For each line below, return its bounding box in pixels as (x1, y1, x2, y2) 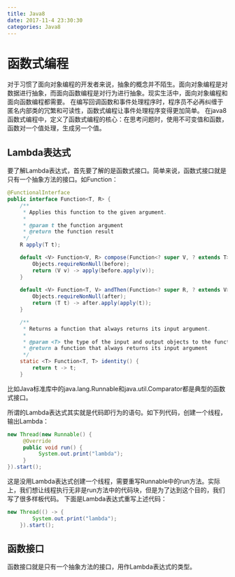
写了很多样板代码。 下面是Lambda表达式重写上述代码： (7, 495, 167, 503)
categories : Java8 (7, 23, 61, 30)
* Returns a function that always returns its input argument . (22, 325, 211, 332)
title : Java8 (7, 10, 45, 18)
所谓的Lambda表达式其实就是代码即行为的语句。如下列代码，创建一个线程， (7, 408, 227, 416)
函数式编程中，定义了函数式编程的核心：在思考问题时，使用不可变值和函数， (7, 115, 228, 123)
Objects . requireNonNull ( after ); (32, 293, 127, 300)
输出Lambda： (7, 416, 50, 425)
